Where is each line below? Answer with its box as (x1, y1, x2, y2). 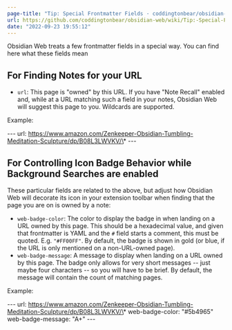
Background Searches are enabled (7, 168, 159, 180)
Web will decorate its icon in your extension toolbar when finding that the (7, 193, 215, 202)
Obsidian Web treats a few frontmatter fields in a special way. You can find (7, 42, 220, 51)
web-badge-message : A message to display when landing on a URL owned (17, 251, 223, 259)
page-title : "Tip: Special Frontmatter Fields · (7, 10, 150, 17)
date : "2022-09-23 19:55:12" (7, 23, 91, 30)
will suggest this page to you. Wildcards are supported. (17, 103, 175, 111)
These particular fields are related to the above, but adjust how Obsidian (7, 186, 213, 194)
